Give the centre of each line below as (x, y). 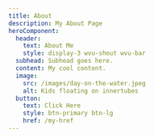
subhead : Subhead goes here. (65, 61)
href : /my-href (48, 121)
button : (29, 98)
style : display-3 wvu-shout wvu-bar (85, 53)
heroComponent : (34, 31)
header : (29, 38)
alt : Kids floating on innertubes (81, 91)
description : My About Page (56, 23)
